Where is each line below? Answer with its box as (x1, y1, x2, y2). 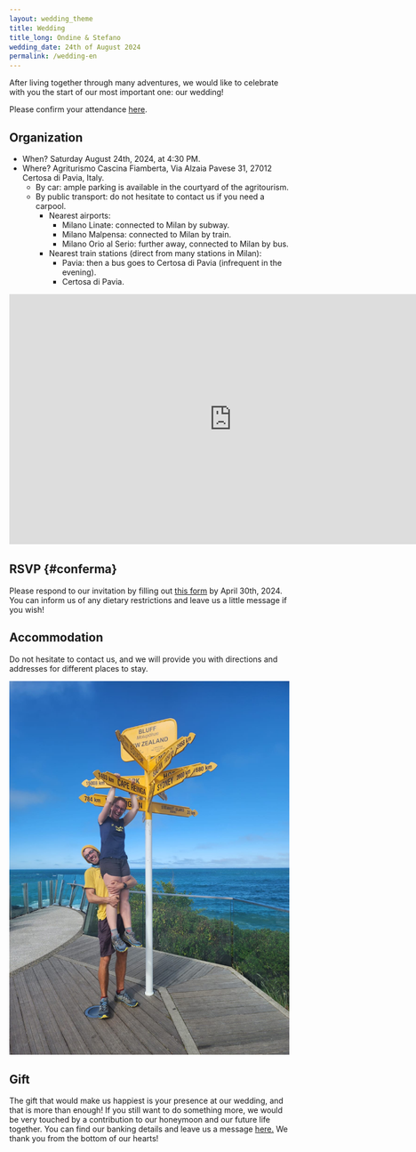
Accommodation (9, 630, 104, 645)
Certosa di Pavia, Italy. (21, 172, 105, 182)
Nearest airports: (48, 210, 111, 221)
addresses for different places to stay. (9, 663, 148, 673)
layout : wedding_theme (9, 14, 93, 23)
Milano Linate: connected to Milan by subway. (61, 219, 230, 230)
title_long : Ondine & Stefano (9, 33, 122, 42)
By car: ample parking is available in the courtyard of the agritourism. (35, 181, 289, 192)
